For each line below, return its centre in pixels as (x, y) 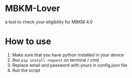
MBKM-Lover (33, 8)
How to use (28, 41)
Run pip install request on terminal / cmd (55, 60)
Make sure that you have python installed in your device (68, 55)
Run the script (26, 70)
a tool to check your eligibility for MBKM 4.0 (49, 22)
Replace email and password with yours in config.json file (70, 65)
